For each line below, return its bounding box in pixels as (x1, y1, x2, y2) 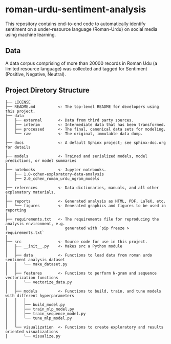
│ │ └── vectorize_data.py (5, 279, 72, 285)
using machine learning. (5, 31, 56, 38)
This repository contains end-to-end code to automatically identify (5, 21, 146, 27)
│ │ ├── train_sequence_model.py (5, 311, 86, 316)
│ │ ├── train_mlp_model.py (5, 306, 74, 312)
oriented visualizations (5, 329, 58, 334)
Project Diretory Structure (5, 86, 90, 95)
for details (5, 144, 31, 150)
